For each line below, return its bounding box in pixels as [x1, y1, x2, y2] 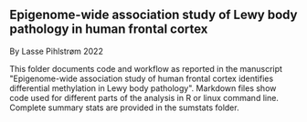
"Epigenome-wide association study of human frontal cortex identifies [9, 73, 274, 84]
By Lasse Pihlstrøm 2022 [9, 46, 103, 56]
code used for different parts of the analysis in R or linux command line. [9, 92, 279, 103]
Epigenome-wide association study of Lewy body [9, 7, 298, 23]
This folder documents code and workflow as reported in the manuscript [9, 63, 283, 74]
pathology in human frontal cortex [9, 22, 208, 37]
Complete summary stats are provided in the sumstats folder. [9, 102, 239, 113]
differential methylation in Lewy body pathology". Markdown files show [9, 82, 277, 94]
